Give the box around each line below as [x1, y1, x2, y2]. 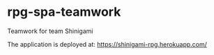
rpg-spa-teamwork [7, 4, 121, 20]
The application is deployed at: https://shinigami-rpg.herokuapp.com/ [7, 40, 208, 48]
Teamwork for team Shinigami [7, 27, 93, 35]
